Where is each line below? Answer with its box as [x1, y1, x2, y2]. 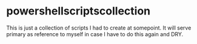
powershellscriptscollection [6, 4, 150, 18]
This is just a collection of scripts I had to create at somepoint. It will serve [6, 24, 192, 31]
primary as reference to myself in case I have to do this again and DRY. [6, 30, 184, 37]
